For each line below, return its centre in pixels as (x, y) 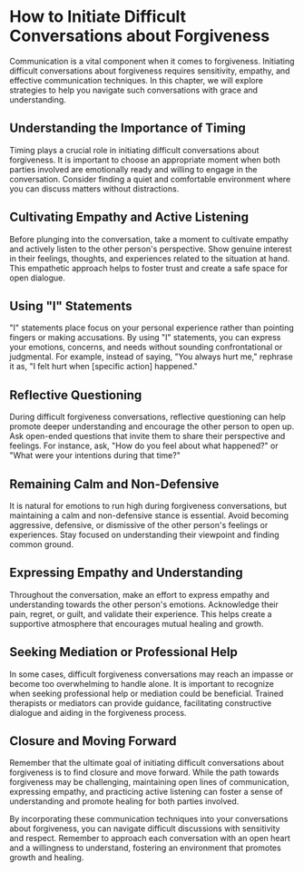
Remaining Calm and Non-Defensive (114, 484)
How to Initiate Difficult (98, 17)
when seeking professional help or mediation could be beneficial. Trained (147, 693)
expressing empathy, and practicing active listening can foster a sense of (146, 792)
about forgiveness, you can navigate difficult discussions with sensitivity (145, 828)
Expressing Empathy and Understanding (126, 573)
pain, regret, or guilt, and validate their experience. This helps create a (141, 613)
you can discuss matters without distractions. (94, 189)
